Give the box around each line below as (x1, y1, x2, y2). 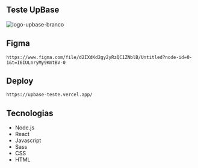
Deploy (6, 76, 34, 86)
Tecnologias (6, 108, 54, 118)
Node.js (14, 124, 35, 131)
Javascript (14, 137, 42, 144)
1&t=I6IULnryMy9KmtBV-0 (6, 60, 66, 66)
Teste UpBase (6, 5, 60, 15)
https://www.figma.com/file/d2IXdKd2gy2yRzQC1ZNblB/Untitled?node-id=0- (6, 54, 193, 60)
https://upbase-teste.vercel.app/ (6, 92, 93, 98)
